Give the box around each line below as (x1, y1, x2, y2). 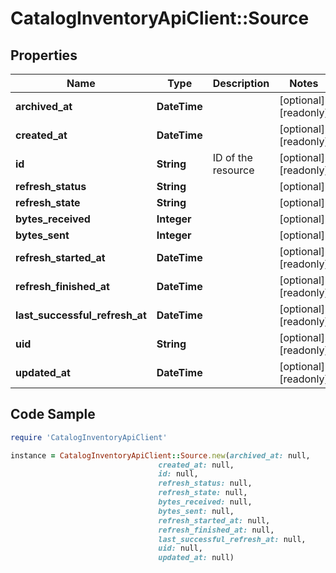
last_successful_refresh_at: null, (158, 534, 307, 544)
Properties (10, 47, 78, 64)
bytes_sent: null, (158, 506, 235, 516)
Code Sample (10, 406, 96, 423)
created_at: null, (158, 460, 235, 470)
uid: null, (158, 543, 203, 554)
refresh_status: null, (158, 478, 253, 489)
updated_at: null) (158, 553, 235, 563)
